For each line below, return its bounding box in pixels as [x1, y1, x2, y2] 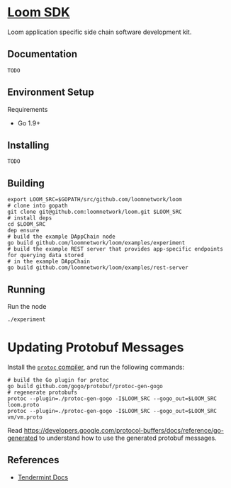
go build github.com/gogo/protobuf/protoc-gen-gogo [7, 382, 163, 390]
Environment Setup [7, 86, 94, 98]
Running [7, 283, 46, 295]
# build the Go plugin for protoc [7, 376, 110, 383]
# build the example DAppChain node [7, 233, 115, 241]
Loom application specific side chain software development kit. [7, 28, 192, 36]
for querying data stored [7, 252, 84, 259]
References [7, 454, 60, 466]
